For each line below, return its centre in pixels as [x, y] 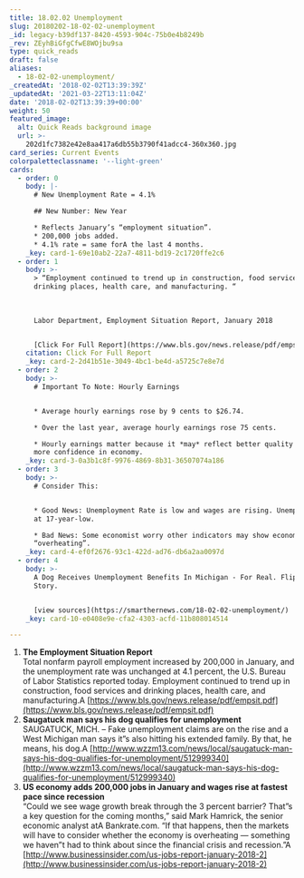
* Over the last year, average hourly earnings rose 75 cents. [155, 427]
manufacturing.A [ [56, 700]
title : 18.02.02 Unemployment [66, 18]
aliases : [26, 69]
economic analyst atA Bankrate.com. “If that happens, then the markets [156, 825]
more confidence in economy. [88, 453]
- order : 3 [38, 469]
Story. [46, 586]
